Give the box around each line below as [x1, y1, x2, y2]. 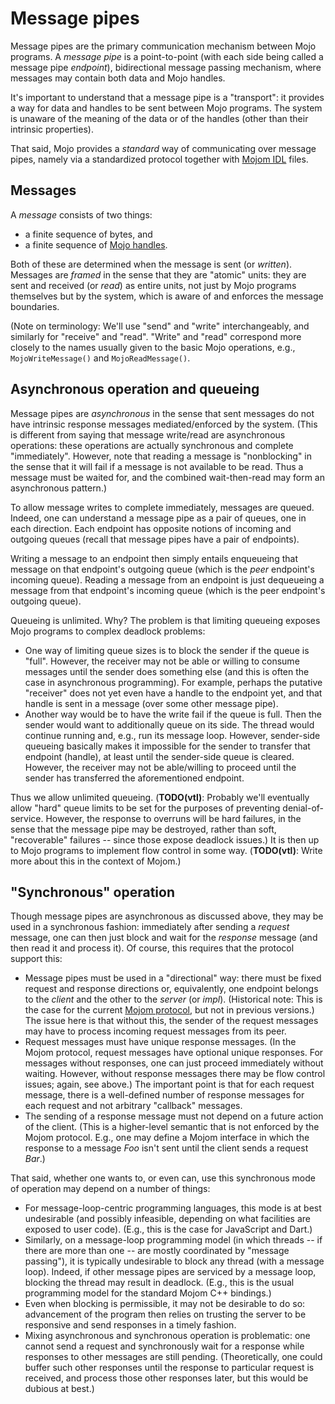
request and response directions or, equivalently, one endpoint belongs [24, 983, 319, 995]
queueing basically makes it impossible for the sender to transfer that [24, 740, 311, 752]
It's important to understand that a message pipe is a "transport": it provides [10, 91, 325, 103]
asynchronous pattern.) [10, 482, 108, 494]
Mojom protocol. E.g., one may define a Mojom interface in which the [24, 1132, 310, 1144]
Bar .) [24, 1153, 46, 1165]
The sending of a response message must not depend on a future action [24, 1110, 324, 1122]
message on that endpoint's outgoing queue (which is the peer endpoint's [10, 563, 315, 575]
